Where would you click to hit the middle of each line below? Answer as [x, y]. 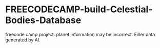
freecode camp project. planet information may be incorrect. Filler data [80, 34]
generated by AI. [23, 40]
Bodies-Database [43, 20]
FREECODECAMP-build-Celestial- [79, 9]
